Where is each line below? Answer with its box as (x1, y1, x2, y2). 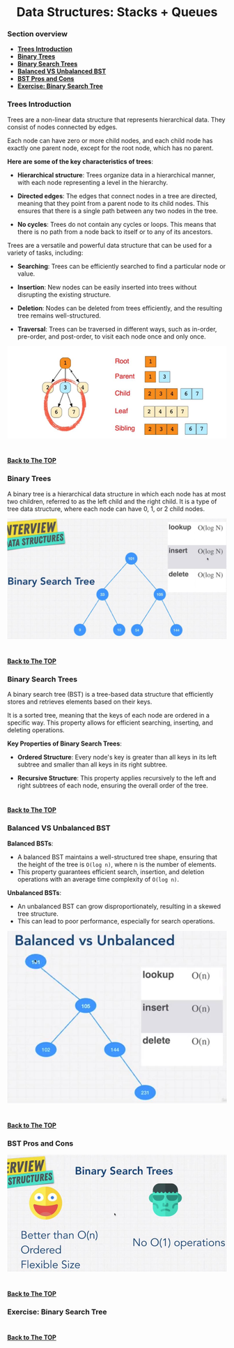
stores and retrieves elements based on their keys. (7, 697, 153, 706)
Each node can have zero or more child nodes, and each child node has (7, 136, 213, 145)
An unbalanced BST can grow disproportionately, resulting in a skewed (17, 902, 221, 910)
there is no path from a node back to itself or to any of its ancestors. (17, 228, 213, 236)
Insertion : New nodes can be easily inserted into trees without (17, 283, 197, 291)
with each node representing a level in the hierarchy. (17, 178, 169, 186)
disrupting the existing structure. (17, 290, 111, 299)
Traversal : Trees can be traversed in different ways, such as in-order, (17, 325, 217, 333)
